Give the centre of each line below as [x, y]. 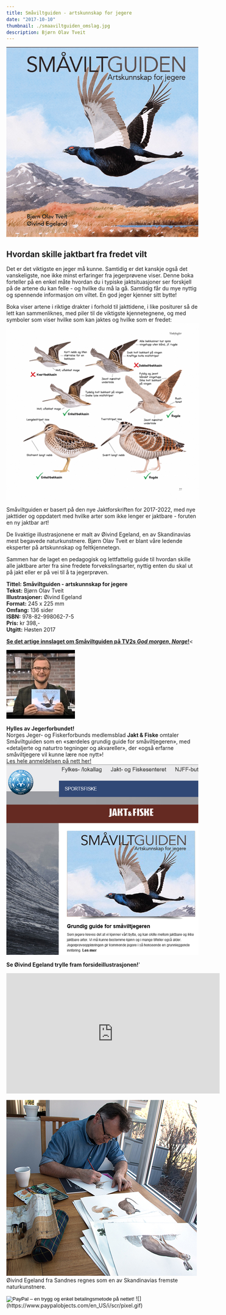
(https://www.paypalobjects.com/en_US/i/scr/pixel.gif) [75, 1306]
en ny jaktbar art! [28, 522]
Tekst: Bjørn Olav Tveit [35, 591]
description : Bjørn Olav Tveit [46, 32]
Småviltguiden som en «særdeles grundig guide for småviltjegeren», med [98, 741]
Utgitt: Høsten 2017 [31, 629]
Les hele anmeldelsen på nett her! [49, 761]
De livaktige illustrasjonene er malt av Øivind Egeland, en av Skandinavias [98, 534]
